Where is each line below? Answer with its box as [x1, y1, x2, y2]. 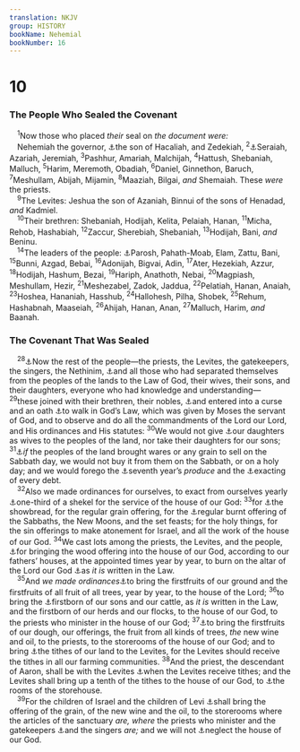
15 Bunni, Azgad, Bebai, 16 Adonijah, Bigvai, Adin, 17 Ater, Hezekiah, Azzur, [9, 256, 275, 269]
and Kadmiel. [9, 204, 58, 215]
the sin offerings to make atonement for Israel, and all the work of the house [9, 525, 289, 536]
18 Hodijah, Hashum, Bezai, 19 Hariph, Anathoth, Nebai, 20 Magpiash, [9, 268, 255, 280]
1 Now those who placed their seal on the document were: [17, 129, 228, 142]
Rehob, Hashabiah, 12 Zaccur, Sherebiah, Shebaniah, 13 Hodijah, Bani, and [9, 225, 278, 238]
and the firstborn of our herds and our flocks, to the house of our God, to [9, 606, 279, 617]
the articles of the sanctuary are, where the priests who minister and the [9, 715, 276, 726]
